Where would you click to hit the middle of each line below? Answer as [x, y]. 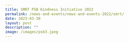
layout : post [18, 23]
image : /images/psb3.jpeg [32, 32]
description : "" [22, 28]
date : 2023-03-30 [23, 18]
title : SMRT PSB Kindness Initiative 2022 [49, 9]
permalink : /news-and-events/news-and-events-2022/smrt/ [65, 14]
